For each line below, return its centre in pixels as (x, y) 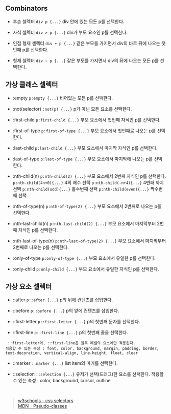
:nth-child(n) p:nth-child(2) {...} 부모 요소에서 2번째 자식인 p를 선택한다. (89, 176)
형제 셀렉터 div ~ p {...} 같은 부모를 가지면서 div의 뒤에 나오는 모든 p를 (86, 60)
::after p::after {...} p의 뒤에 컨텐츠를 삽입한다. (63, 300)
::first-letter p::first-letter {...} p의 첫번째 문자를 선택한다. (76, 322)
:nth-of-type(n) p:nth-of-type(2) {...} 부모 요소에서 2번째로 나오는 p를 (87, 206)
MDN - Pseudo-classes (42, 406)
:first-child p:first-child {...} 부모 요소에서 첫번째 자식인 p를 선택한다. (87, 119)
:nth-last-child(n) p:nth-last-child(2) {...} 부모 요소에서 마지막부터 (84, 223)
